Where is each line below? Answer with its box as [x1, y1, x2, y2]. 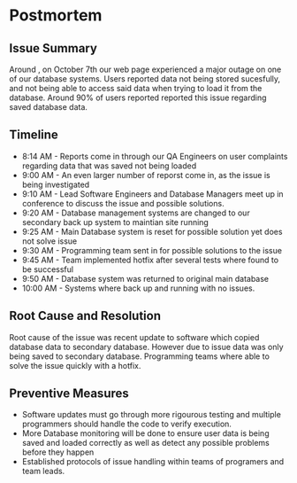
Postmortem [9, 5, 103, 26]
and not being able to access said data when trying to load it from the [9, 83, 263, 93]
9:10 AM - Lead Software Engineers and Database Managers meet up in [21, 188, 285, 199]
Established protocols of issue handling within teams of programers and [21, 456, 285, 467]
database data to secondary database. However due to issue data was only [9, 341, 285, 352]
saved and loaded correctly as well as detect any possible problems [21, 438, 270, 448]
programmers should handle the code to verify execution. [21, 418, 232, 430]
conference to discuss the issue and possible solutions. [21, 198, 225, 208]
